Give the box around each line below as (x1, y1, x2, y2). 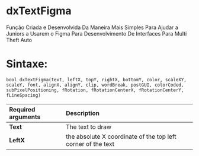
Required (9, 105, 36, 113)
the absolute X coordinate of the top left (66, 132, 176, 141)
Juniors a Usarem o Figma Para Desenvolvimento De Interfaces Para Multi (6, 30, 187, 37)
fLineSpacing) (6, 92, 41, 98)
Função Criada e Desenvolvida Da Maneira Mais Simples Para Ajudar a (6, 24, 179, 31)
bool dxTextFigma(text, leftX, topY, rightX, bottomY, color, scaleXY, (6, 77, 187, 82)
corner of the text (66, 139, 114, 148)
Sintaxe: (6, 58, 48, 71)
